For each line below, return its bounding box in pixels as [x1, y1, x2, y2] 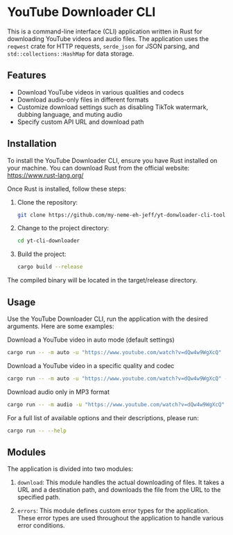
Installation [7, 138, 57, 150]
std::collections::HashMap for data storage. [7, 49, 135, 58]
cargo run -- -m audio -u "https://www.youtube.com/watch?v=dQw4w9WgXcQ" [7, 401, 225, 408]
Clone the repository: [17, 198, 78, 206]
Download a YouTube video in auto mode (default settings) [7, 335, 175, 344]
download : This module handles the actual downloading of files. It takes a [17, 478, 225, 487]
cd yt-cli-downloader [17, 237, 80, 244]
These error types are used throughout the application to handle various [17, 514, 224, 522]
